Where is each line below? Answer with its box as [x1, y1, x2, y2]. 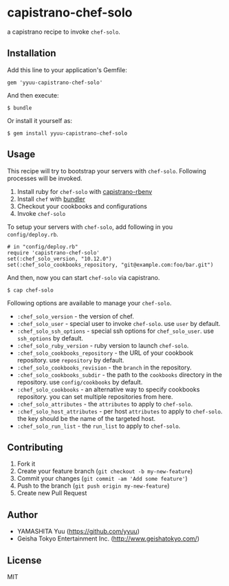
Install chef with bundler [17, 195, 86, 203]
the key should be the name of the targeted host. [17, 414, 156, 422]
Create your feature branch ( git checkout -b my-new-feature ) [17, 467, 193, 475]
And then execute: [7, 91, 59, 99]
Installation [7, 47, 56, 59]
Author [7, 509, 38, 521]
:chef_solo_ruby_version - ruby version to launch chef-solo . [17, 341, 189, 349]
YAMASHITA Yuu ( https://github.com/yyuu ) [17, 528, 140, 536]
